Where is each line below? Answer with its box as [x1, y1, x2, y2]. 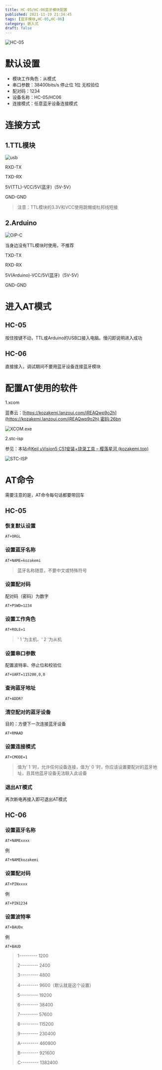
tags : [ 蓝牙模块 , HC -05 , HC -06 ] [5, 16, 64, 21]
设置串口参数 [5, 650, 36, 657]
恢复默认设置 [5, 522, 36, 529]
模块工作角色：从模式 [12, 76, 56, 82]
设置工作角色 [5, 615, 36, 622]
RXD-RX [5, 262, 22, 268]
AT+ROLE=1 [5, 627, 26, 632]
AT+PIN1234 [5, 901, 28, 906]
